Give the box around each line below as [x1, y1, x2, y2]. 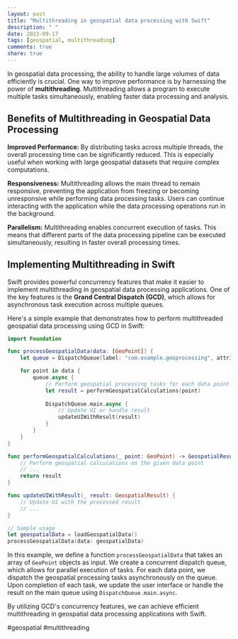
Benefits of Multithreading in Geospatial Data [7, 113, 211, 125]
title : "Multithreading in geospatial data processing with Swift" [7, 17, 211, 24]
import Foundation [7, 335, 62, 342]
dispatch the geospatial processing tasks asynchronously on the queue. [7, 573, 217, 582]
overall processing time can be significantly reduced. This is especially [7, 150, 214, 158]
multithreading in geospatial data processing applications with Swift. [7, 610, 207, 618]
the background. [7, 209, 56, 217]
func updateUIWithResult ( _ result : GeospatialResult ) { [7, 492, 176, 499]
